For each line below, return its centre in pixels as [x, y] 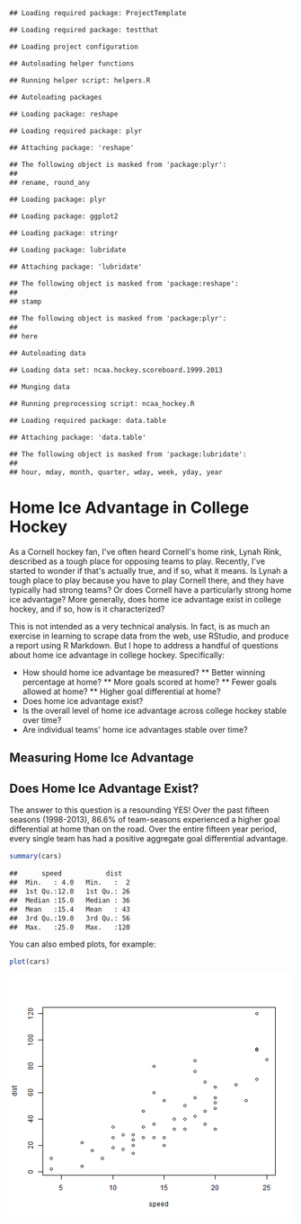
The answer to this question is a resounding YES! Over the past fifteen [139, 810]
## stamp [26, 302]
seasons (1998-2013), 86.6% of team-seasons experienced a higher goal [145, 820]
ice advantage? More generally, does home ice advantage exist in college [145, 599]
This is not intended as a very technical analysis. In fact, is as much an [140, 626]
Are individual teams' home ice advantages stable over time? [135, 729]
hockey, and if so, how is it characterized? [87, 609]
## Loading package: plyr [58, 199]
